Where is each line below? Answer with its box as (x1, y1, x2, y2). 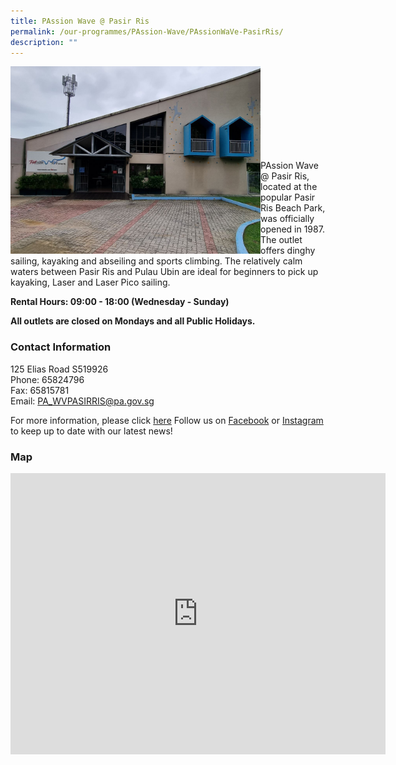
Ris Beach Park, (260, 202, 326, 214)
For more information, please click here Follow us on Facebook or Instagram (10, 414, 324, 426)
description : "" (10, 37, 78, 47)
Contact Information (10, 340, 112, 354)
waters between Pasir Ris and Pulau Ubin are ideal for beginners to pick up (10, 266, 319, 278)
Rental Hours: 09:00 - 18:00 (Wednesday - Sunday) (10, 296, 230, 308)
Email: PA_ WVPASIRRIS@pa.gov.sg (10, 395, 155, 407)
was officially (260, 213, 315, 225)
